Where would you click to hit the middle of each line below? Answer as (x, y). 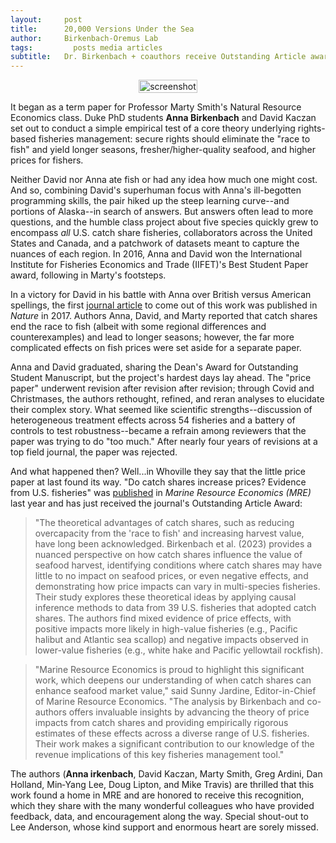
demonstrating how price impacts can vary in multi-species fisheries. (177, 587)
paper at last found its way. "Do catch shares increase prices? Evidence (158, 482)
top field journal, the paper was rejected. (94, 452)
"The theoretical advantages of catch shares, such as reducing (164, 523)
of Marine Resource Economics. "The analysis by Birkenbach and (169, 702)
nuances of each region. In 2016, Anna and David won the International (156, 254)
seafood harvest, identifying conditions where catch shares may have (178, 565)
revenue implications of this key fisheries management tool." (159, 755)
